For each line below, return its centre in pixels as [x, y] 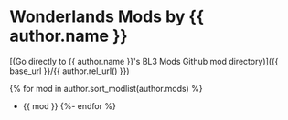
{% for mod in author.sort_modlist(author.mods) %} [106, 88]
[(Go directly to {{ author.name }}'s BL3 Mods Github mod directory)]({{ [144, 61]
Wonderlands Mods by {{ [107, 17]
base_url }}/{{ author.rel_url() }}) [69, 71]
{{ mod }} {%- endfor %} [69, 105]
